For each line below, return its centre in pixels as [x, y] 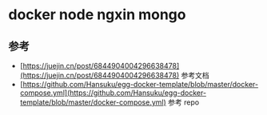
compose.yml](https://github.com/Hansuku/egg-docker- [113, 93]
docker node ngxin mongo [97, 15]
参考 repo [183, 102]
